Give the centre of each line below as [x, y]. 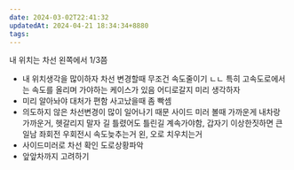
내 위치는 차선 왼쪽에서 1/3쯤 [59, 60]
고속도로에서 [264, 79]
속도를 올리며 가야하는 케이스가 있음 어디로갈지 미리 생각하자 [136, 90]
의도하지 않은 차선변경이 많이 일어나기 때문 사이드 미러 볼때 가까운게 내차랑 [151, 112]
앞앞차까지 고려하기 [56, 157]
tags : [19, 34]
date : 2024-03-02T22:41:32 [59, 17]
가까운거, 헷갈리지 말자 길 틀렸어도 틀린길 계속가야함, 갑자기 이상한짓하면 [147, 123]
